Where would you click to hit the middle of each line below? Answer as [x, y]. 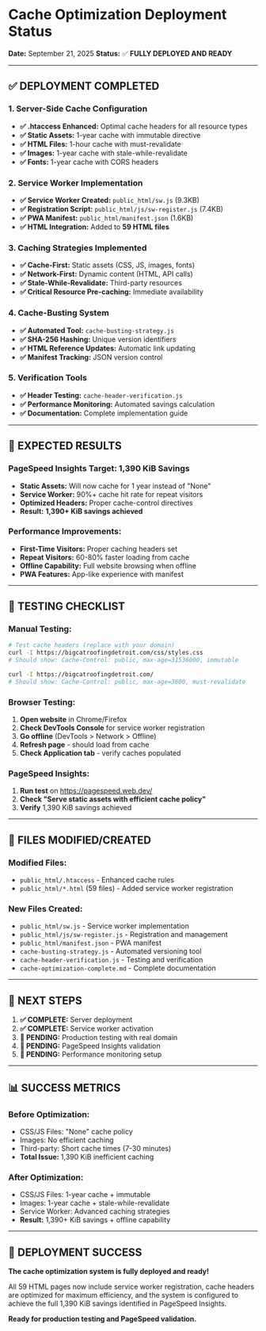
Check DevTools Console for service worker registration [112, 728]
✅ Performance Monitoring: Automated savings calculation [117, 404]
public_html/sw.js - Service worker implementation [104, 926]
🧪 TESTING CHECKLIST [66, 607]
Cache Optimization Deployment [118, 15]
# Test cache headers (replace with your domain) [92, 645]
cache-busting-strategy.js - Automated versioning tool [110, 951]
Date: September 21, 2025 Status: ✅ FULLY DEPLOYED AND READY [120, 53]
